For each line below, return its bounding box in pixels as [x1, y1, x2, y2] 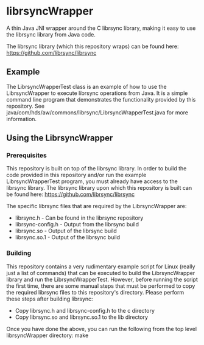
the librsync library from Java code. [6, 30, 96, 38]
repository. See [6, 102, 44, 110]
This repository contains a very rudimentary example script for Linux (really [6, 263, 195, 270]
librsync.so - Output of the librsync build [15, 227, 117, 235]
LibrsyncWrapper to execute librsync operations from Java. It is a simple [6, 89, 188, 97]
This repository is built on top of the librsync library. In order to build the [6, 165, 187, 172]
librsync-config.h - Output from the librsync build [15, 221, 139, 228]
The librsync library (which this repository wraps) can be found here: [6, 43, 179, 50]
